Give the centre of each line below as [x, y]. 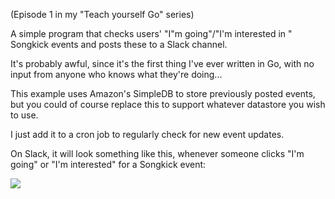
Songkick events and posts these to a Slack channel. [119, 44]
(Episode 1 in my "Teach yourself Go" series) [102, 14]
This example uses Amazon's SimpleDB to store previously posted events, [163, 93]
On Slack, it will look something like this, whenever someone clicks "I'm [157, 153]
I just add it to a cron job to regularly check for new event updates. [147, 134]
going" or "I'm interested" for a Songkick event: [108, 164]
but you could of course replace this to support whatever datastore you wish [168, 104]
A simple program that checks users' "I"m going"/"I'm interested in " [151, 33]
